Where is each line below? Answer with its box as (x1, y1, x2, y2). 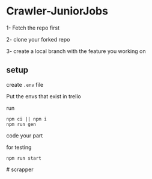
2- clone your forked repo (6, 36, 70, 43)
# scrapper (6, 166, 34, 173)
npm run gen (6, 121, 36, 127)
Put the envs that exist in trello (6, 92, 81, 100)
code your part (6, 131, 43, 139)
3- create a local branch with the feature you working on (6, 47, 146, 55)
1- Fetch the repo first (6, 24, 60, 31)
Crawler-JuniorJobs (6, 4, 108, 18)
